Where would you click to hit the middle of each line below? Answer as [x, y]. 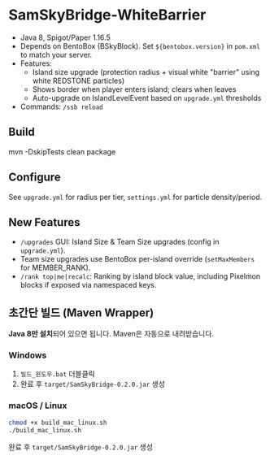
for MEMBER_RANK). [55, 268]
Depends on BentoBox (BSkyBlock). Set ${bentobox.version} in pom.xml [140, 46]
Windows [28, 355]
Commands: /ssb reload [61, 106]
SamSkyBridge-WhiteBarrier [107, 15]
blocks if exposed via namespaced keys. [88, 285]
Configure [35, 178]
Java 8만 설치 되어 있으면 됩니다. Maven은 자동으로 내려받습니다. [111, 334]
